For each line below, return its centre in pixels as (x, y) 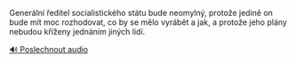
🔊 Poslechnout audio (49, 49)
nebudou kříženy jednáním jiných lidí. (77, 31)
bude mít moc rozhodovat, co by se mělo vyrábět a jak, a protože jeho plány (148, 22)
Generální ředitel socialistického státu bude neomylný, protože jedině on (141, 13)
